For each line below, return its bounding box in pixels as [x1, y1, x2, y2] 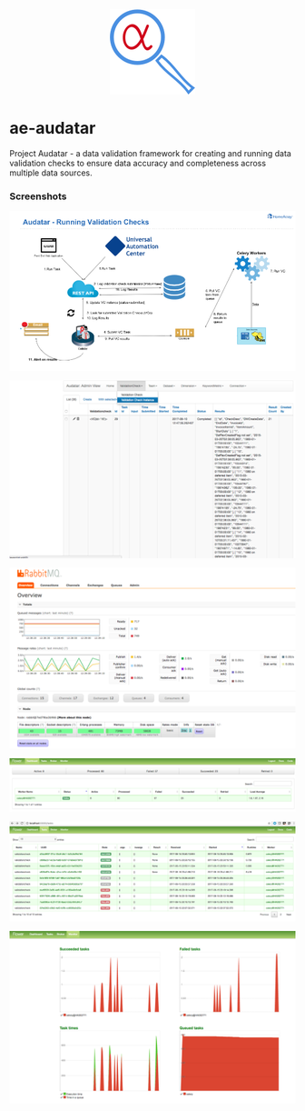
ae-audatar [9, 118, 96, 139]
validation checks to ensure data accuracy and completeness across [9, 157, 266, 168]
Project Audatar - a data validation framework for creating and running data [9, 147, 292, 158]
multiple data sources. [9, 167, 93, 178]
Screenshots [9, 190, 67, 203]
